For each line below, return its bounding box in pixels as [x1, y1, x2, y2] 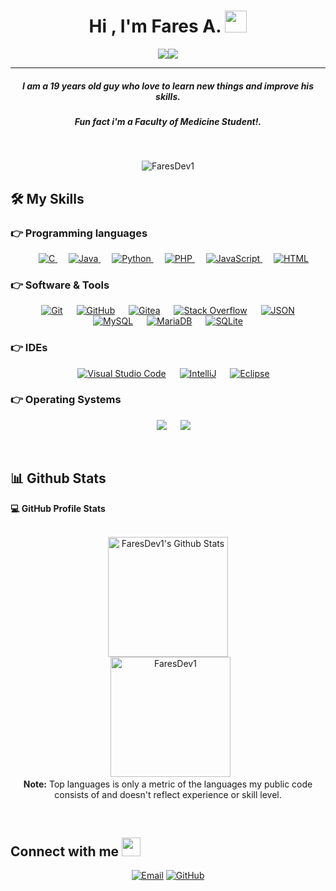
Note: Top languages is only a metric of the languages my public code [23, 778, 313, 790]
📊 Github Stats [10, 470, 107, 487]
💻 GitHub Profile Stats [10, 502, 106, 514]
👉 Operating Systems [10, 393, 122, 407]
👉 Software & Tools [10, 278, 110, 292]
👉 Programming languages [10, 226, 148, 240]
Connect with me [10, 843, 120, 860]
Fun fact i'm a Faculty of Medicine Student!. [74, 115, 262, 127]
